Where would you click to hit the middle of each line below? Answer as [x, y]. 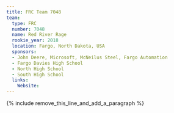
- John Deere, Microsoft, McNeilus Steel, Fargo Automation [90, 57]
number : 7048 [28, 29]
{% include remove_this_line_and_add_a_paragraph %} [75, 103]
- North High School [38, 69]
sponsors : [24, 52]
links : [20, 80]
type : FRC [24, 23]
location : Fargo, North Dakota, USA [58, 46]
